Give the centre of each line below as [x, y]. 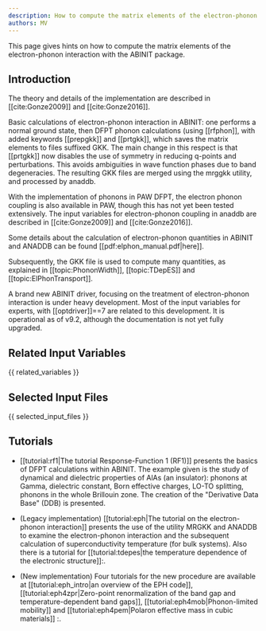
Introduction [40, 79]
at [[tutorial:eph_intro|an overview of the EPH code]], [106, 584]
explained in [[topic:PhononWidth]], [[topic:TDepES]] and [102, 270]
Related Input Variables [67, 353]
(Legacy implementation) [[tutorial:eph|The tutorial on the [114, 518]
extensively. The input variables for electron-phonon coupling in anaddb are [133, 214]
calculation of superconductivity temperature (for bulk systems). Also [133, 543]
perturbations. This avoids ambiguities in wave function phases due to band [132, 165]
